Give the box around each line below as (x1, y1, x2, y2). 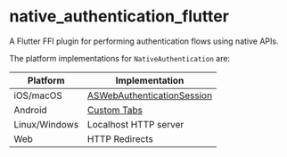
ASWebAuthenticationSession (87, 89, 212, 102)
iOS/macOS (13, 89, 62, 102)
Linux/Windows (13, 118, 79, 130)
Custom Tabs (87, 103, 143, 116)
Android (13, 103, 47, 116)
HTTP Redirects (87, 132, 153, 145)
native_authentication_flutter (9, 6, 230, 27)
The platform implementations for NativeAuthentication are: (9, 53, 230, 63)
